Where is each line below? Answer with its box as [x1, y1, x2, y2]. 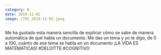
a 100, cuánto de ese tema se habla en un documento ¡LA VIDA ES [5, 40, 138, 46]
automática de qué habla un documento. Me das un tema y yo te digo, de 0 [5, 35, 157, 41]
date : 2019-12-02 [5, 12, 41, 17]
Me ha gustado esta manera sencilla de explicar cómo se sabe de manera [5, 30, 154, 36]
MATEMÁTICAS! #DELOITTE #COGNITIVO [5, 45, 90, 52]
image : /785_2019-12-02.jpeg [5, 16, 65, 21]
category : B [5, 7, 29, 12]
